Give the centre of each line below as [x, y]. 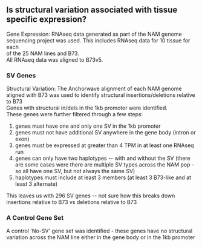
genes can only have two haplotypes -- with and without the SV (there [103, 158]
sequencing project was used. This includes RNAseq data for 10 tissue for [98, 40]
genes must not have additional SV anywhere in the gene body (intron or [105, 133]
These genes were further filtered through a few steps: [75, 114]
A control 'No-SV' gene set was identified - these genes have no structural [99, 231]
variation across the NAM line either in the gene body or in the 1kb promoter [101, 237]
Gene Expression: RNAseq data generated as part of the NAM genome [94, 34]
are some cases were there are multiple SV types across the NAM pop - [105, 165]
